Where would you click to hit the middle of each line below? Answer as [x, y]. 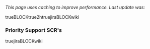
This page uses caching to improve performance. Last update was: [75, 7]
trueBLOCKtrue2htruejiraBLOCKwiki [42, 17]
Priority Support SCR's [33, 30]
